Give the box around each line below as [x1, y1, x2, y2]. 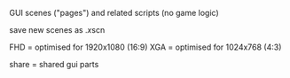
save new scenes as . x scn [9, 25, 106, 35]
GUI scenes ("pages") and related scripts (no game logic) [9, 8, 219, 18]
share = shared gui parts [9, 59, 99, 69]
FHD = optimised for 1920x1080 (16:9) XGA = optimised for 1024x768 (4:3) [9, 42, 282, 52]
